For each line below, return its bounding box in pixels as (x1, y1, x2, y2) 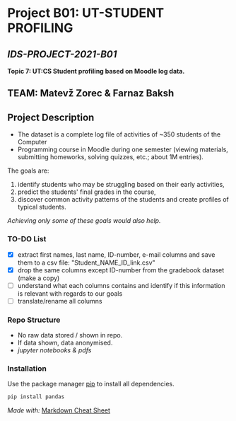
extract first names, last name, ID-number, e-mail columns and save (17, 250, 216, 259)
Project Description (7, 111, 95, 123)
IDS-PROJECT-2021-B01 (7, 48, 117, 60)
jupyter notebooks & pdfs (17, 346, 92, 354)
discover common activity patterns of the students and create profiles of (17, 195, 230, 204)
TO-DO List (7, 234, 47, 244)
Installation (7, 363, 47, 373)
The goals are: (7, 166, 49, 175)
